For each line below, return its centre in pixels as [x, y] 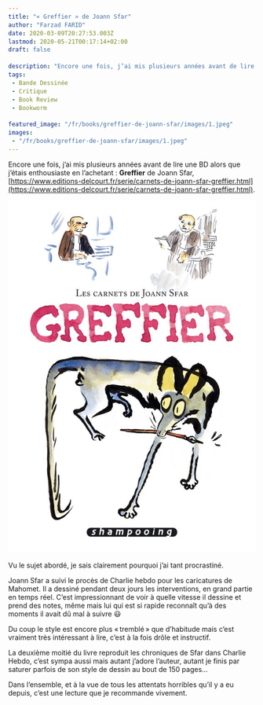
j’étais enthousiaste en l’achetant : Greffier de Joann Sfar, [101, 172]
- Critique [29, 91]
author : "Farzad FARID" [47, 25]
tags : [17, 75]
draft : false [29, 50]
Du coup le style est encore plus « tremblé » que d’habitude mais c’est [121, 630]
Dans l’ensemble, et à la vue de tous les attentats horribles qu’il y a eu [121, 685]
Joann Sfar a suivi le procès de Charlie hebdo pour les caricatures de [121, 581]
